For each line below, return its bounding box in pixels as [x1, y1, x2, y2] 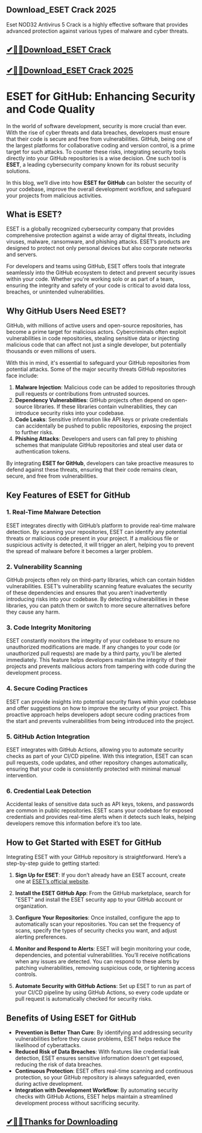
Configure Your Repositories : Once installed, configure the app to [14, 914, 180, 922]
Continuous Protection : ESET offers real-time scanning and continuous [14, 1067, 194, 1074]
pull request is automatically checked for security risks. [14, 995, 153, 1003]
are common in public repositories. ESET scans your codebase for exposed [6, 807, 194, 814]
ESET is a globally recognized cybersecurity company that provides [6, 225, 175, 233]
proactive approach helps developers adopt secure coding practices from [6, 711, 190, 718]
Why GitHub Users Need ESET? [6, 306, 127, 316]
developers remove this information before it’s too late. [6, 820, 142, 827]
